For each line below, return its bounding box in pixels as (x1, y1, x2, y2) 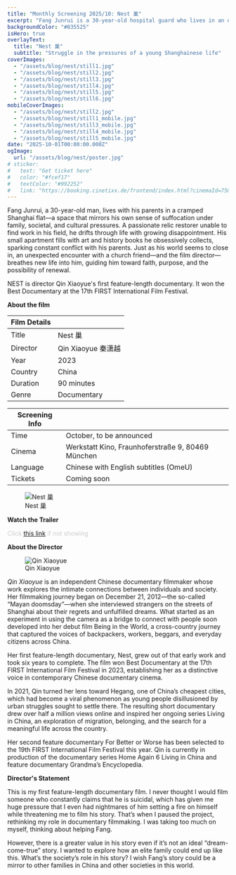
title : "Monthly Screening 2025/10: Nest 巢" (7, 10, 142, 18)
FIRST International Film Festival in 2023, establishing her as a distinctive (7, 666, 218, 675)
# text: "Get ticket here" (7, 167, 93, 174)
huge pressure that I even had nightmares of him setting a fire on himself (7, 803, 218, 811)
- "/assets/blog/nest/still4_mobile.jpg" (13, 128, 137, 135)
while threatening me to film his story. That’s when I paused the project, (7, 810, 214, 819)
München (65, 451, 97, 461)
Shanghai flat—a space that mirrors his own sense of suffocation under (7, 214, 214, 222)
